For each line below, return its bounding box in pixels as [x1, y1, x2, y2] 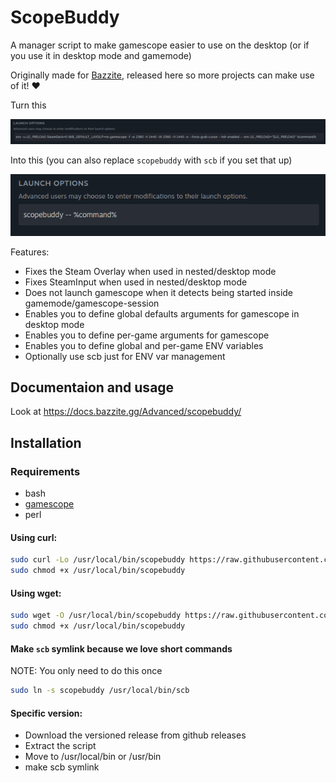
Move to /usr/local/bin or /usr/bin [24, 751, 162, 763]
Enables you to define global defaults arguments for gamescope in [24, 307, 300, 320]
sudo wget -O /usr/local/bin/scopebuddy [10, 611, 182, 621]
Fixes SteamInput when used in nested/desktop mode [24, 276, 248, 288]
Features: [10, 246, 50, 258]
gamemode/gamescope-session [24, 297, 160, 309]
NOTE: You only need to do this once [10, 665, 163, 677]
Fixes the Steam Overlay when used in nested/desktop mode [24, 265, 277, 277]
